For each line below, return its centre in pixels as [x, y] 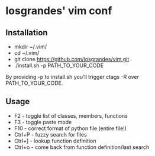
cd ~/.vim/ [27, 53]
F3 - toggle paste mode [43, 122]
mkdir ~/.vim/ [30, 47]
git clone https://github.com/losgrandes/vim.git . [73, 59]
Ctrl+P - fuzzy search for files [50, 134]
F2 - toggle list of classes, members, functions [71, 115]
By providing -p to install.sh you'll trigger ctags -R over [72, 77]
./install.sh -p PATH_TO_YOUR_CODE [59, 65]
